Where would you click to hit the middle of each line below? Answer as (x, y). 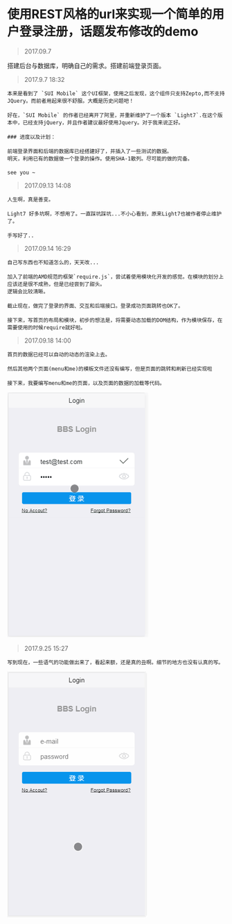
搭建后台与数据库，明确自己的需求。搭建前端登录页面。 (86, 65)
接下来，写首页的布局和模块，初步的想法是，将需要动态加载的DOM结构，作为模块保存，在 (115, 320)
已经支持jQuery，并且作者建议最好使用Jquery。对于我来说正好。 (103, 122)
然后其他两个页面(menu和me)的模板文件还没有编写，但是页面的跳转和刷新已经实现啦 (110, 369)
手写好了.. (21, 236)
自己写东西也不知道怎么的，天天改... (53, 262)
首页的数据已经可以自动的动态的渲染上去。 (59, 354)
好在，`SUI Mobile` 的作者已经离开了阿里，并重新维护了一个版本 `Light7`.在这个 (113, 115)
